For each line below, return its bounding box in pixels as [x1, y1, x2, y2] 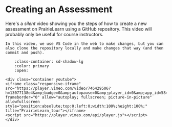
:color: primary [14, 63, 50, 68]
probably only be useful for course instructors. [5, 31, 104, 37]
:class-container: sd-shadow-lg [14, 59, 83, 64]
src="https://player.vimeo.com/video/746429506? [5, 86, 111, 91]
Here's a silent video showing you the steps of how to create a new [5, 20, 147, 27]
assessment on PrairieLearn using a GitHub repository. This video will [5, 26, 152, 32]
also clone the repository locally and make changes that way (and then [5, 45, 164, 50]
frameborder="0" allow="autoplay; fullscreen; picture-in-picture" [5, 94, 153, 100]
